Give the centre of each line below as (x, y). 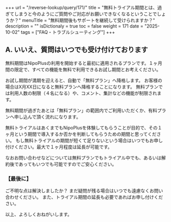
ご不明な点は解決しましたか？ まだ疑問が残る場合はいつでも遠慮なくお (80, 191)
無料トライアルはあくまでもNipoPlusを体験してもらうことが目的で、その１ (84, 127)
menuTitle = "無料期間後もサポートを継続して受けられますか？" (89, 20)
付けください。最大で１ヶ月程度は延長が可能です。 (59, 147)
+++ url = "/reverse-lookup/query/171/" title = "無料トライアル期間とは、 (81, 7)
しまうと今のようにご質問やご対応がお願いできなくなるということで (86, 14)
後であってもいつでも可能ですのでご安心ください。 (63, 164)
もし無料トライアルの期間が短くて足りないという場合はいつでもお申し (89, 140)
